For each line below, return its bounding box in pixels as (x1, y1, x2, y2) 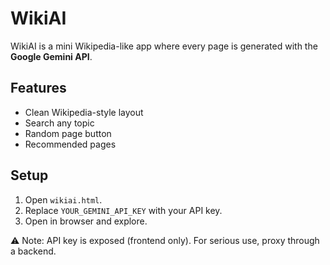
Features (10, 80, 67, 97)
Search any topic (24, 117, 95, 129)
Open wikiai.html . (24, 193, 103, 206)
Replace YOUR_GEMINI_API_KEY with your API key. (24, 204, 223, 216)
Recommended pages (24, 138, 117, 150)
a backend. (10, 245, 57, 257)
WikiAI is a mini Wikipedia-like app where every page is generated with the (10, 40, 318, 52)
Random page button (24, 127, 112, 139)
